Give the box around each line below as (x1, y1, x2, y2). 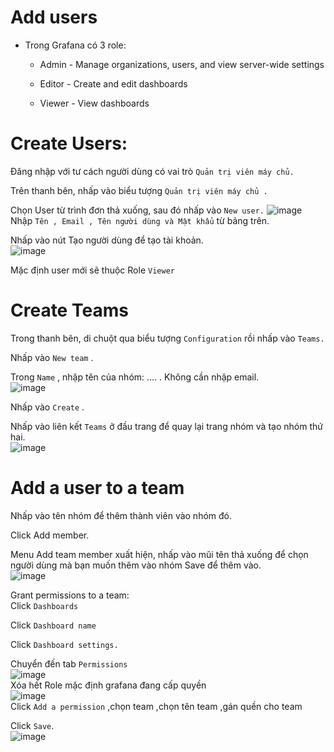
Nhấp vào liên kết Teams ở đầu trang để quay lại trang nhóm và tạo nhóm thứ (10, 420, 323, 432)
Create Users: (10, 132, 128, 155)
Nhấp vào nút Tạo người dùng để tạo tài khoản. (10, 234, 204, 246)
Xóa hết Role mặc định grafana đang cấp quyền (10, 679, 207, 691)
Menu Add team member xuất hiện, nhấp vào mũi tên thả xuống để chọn (10, 548, 309, 560)
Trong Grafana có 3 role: (24, 39, 127, 51)
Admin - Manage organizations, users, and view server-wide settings (39, 58, 325, 70)
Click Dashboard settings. (10, 638, 119, 650)
